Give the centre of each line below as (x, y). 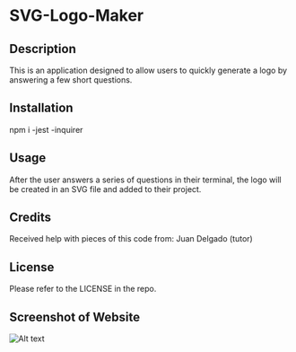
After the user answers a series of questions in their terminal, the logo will (145, 180)
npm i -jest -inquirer (46, 129)
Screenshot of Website (75, 317)
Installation (41, 108)
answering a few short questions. (71, 80)
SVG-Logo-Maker (77, 16)
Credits (30, 218)
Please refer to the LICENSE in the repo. (83, 289)
